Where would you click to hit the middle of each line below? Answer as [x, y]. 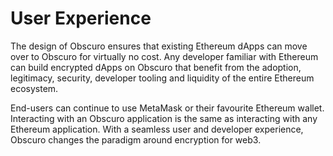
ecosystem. [34, 88]
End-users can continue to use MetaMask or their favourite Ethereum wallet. [167, 108]
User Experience [81, 18]
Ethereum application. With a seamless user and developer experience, [157, 129]
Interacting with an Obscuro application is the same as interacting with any [164, 118]
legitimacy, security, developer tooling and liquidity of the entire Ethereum [162, 78]
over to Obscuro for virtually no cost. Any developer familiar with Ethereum [164, 56]
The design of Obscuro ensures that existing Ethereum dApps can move [159, 46]
